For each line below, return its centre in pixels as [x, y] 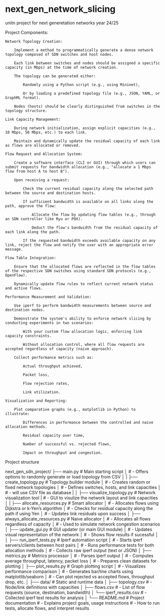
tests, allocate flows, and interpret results [47, 608]
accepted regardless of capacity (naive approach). [59, 349]
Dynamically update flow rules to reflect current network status [84, 284]
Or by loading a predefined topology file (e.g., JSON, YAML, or [92, 93]
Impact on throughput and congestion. [63, 453]
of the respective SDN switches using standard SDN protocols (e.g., [78, 271]
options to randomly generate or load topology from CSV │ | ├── [71, 476]
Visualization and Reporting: [36, 401]
